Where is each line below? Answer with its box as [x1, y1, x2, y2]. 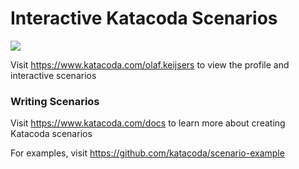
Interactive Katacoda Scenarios [10, 7, 278, 30]
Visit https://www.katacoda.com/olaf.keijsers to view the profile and [10, 58, 290, 71]
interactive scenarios [10, 69, 97, 81]
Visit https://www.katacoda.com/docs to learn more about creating [10, 117, 286, 129]
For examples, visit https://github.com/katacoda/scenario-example [10, 147, 285, 159]
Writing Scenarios [10, 94, 100, 108]
